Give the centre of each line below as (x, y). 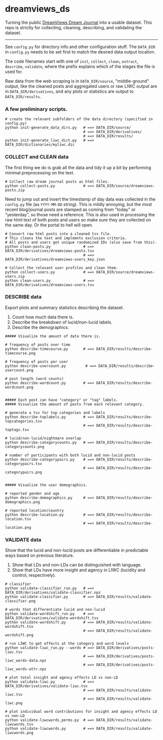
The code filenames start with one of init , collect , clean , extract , (72, 61)
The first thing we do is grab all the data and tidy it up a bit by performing (78, 167)
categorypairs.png (24, 472)
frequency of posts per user (39, 361)
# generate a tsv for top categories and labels (55, 413)
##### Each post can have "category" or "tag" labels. (62, 400)
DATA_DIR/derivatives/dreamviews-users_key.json (55, 259)
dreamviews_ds (38, 9)
